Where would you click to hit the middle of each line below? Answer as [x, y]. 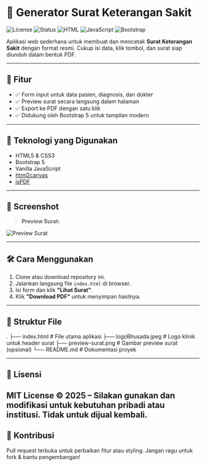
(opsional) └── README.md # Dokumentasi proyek [71, 349]
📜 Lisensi [24, 375]
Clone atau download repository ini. [60, 277]
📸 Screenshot [33, 206]
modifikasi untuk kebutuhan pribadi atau [86, 405]
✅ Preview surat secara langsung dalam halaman [77, 101]
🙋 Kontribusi [30, 436]
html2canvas [31, 175]
